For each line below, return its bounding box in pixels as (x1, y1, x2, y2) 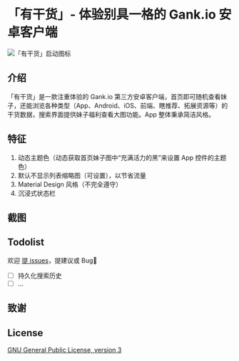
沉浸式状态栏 (17, 189, 56, 197)
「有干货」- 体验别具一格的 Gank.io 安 (7, 6, 232, 23)
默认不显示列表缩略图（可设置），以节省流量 (17, 171, 146, 179)
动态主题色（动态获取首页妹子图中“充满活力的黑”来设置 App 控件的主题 (17, 153, 227, 162)
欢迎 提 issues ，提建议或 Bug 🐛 (7, 256, 98, 264)
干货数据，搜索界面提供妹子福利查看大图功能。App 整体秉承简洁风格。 (7, 110, 215, 118)
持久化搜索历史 (17, 271, 62, 280)
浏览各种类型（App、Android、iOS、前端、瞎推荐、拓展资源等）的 (31, 101, 228, 110)
